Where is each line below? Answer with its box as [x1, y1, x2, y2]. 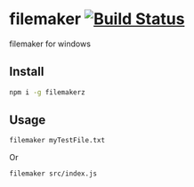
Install [9, 64, 44, 79]
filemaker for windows [9, 38, 92, 49]
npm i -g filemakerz [9, 87, 86, 97]
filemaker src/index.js [9, 169, 98, 178]
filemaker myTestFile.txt [9, 136, 105, 145]
